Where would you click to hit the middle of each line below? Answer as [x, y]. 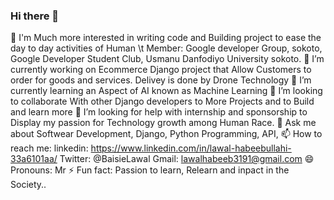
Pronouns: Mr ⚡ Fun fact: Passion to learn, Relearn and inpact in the [150, 170]
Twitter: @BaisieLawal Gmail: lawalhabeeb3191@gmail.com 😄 [187, 159]
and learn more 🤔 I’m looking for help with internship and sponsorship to [159, 112]
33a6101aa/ [34, 159]
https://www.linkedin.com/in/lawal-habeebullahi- [191, 148]
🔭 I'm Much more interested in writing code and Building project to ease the [166, 38]
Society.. [28, 185]
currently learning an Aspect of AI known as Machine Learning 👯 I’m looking [166, 91]
